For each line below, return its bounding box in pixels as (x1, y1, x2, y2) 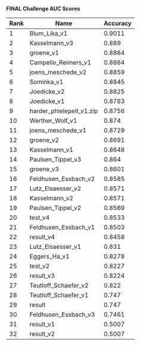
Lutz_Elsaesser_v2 (29, 184, 82, 193)
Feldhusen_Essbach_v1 (29, 223, 95, 231)
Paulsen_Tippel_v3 (29, 155, 82, 163)
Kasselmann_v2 (29, 194, 74, 202)
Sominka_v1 (29, 78, 64, 86)
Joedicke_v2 (29, 88, 65, 95)
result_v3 (29, 271, 55, 280)
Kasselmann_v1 (29, 146, 74, 154)
